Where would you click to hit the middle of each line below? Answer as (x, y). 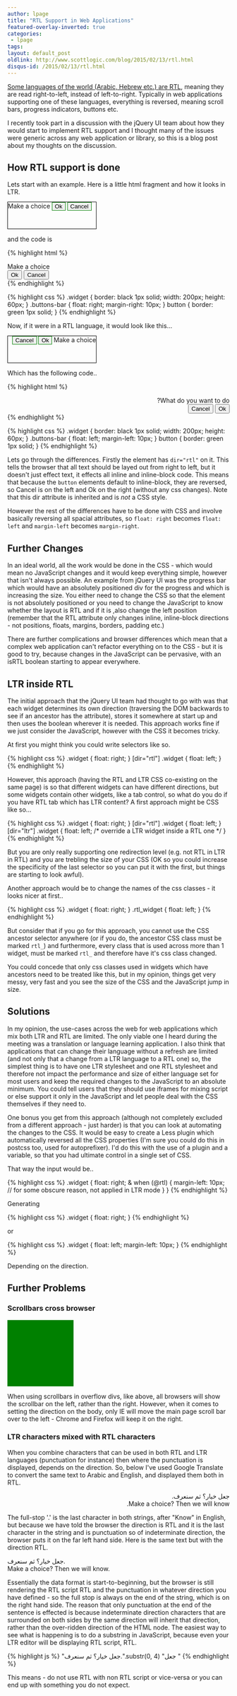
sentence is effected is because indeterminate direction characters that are (116, 1612)
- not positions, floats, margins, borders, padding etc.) (86, 626)
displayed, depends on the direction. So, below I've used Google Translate (115, 1467)
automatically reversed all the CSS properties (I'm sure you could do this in (116, 1140)
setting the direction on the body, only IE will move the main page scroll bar (116, 1411)
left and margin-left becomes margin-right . (73, 526)
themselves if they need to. (47, 1104)
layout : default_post (39, 54)
